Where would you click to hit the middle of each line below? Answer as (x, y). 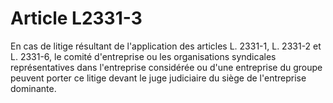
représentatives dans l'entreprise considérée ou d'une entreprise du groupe (166, 67)
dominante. (33, 88)
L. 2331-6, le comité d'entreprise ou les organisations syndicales (143, 56)
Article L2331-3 (76, 18)
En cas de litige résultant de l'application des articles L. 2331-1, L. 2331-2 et (166, 46)
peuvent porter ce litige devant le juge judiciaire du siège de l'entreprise (158, 78)
